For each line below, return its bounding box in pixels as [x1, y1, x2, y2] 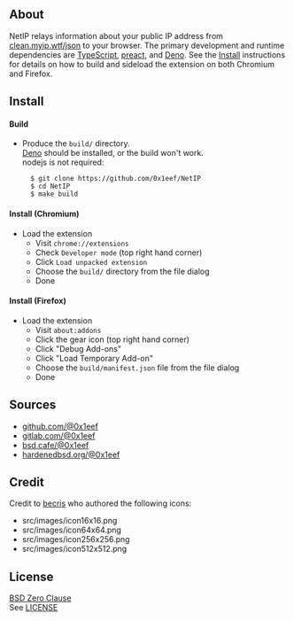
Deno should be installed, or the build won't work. [21, 148, 204, 159]
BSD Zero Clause [9, 593, 72, 603]
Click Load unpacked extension [35, 256, 148, 267]
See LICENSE [9, 602, 58, 613]
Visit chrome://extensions [35, 237, 129, 248]
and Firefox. [9, 68, 53, 79]
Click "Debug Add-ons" [35, 343, 122, 353]
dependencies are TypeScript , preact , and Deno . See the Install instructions [9, 49, 286, 60]
